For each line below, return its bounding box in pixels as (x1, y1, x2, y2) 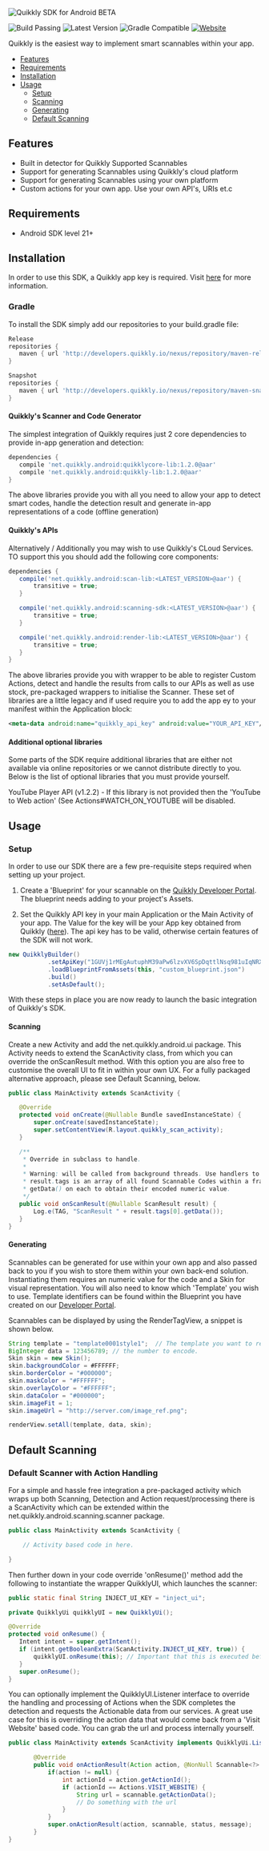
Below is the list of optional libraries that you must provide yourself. (8, 772, 231, 781)
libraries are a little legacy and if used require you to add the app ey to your (8, 696, 256, 705)
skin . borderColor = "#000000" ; (8, 1369, 113, 1377)
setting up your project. (8, 870, 86, 880)
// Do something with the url (76, 1798, 178, 1806)
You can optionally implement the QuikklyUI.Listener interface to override (8, 1689, 250, 1699)
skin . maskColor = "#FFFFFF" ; (8, 1377, 106, 1385)
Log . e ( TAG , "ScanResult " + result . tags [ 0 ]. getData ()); (33, 1207, 224, 1216)
